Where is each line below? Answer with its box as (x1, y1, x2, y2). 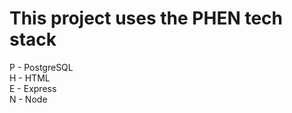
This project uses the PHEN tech (9, 7, 283, 30)
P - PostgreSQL (9, 61, 74, 73)
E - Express (9, 82, 57, 94)
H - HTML (9, 72, 51, 84)
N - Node (9, 93, 48, 105)
